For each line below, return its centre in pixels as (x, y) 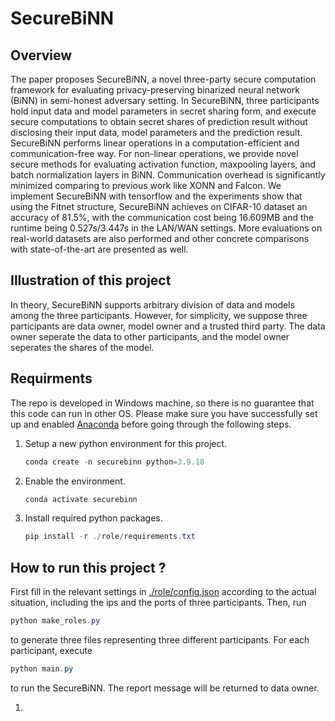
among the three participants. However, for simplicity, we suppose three (159, 315)
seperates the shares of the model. (82, 347)
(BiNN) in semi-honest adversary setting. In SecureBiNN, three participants (165, 100)
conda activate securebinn (81, 499)
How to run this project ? (88, 567)
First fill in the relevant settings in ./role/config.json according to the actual (163, 592)
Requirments (51, 378)
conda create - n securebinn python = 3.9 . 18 (114, 462)
